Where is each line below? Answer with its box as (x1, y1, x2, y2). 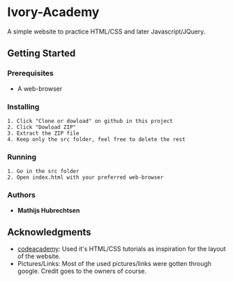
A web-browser (17, 84, 63, 93)
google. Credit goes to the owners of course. (17, 267, 147, 276)
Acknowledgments (7, 226, 92, 238)
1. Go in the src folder (7, 168, 80, 175)
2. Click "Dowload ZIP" (7, 124, 77, 131)
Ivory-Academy (7, 4, 100, 20)
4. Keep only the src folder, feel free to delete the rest (7, 135, 186, 143)
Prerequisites (7, 68, 54, 78)
